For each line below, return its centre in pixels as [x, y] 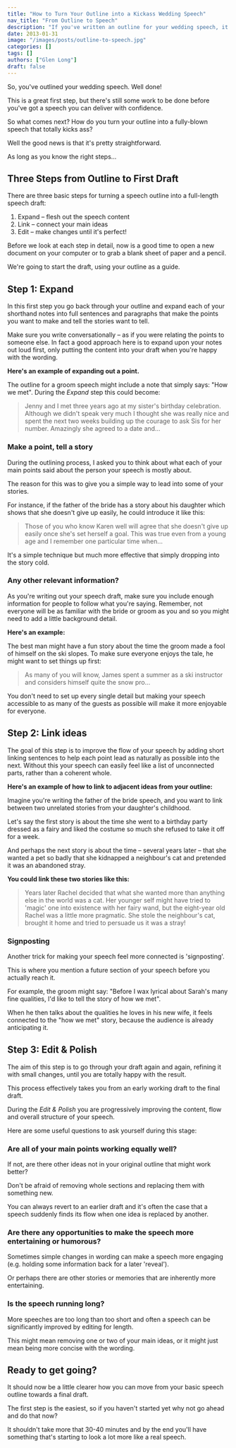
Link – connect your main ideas [63, 224]
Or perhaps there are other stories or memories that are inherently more [112, 1278]
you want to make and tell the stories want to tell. [79, 321]
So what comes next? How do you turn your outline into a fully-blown [107, 122]
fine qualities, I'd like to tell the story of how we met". [84, 999]
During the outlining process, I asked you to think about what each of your [115, 462]
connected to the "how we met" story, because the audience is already [110, 1020]
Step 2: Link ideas [47, 733]
